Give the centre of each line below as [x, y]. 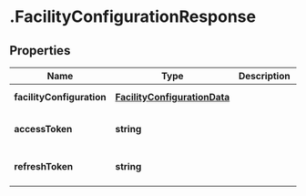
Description [264, 76]
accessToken [43, 129]
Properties [40, 51]
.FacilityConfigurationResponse [133, 17]
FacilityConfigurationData [173, 97]
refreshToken [44, 166]
